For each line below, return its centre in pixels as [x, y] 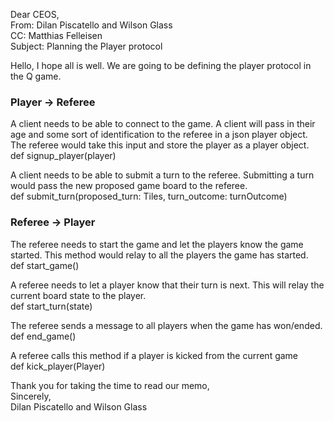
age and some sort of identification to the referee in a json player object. [159, 135]
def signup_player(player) [63, 156]
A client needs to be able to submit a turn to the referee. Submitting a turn [162, 175]
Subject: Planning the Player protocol [86, 46]
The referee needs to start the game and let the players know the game [157, 244]
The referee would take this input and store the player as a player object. [160, 145]
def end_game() [43, 336]
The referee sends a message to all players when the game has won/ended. [166, 325]
